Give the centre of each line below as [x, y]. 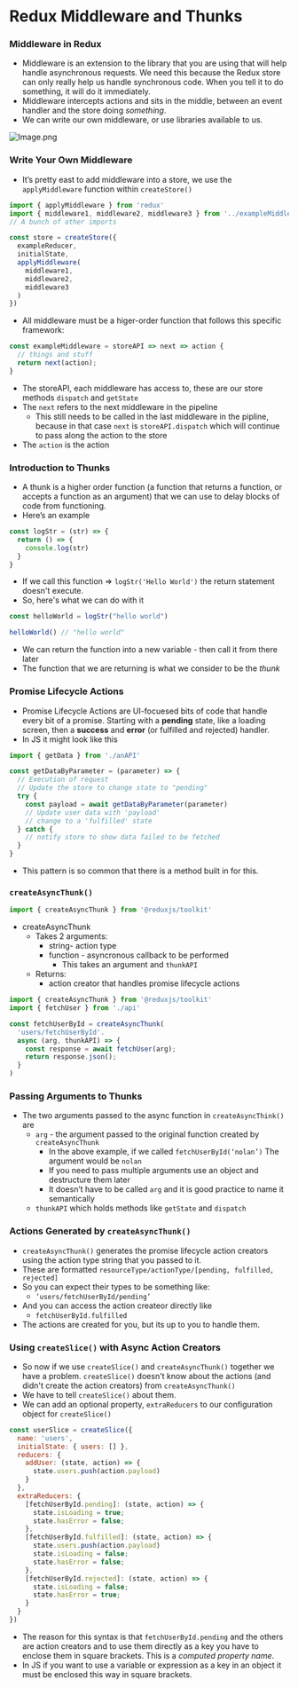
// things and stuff [55, 355]
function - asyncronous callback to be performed [138, 955]
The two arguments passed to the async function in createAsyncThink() [153, 1116]
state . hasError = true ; [77, 1595]
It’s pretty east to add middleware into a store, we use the [127, 179]
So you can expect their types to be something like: [116, 1286]
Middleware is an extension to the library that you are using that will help [154, 63]
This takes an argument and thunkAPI [129, 965]
